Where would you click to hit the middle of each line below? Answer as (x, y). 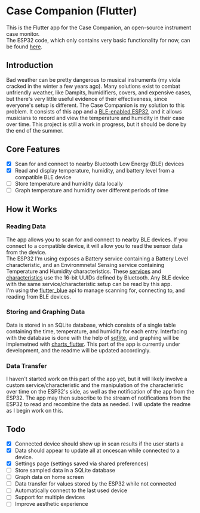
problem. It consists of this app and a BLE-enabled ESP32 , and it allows (94, 111)
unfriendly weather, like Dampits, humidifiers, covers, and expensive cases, (99, 92)
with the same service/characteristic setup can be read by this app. (89, 284)
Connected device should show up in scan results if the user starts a (99, 444)
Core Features (33, 150)
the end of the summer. (35, 130)
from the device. (26, 252)
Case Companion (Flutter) (72, 11)
